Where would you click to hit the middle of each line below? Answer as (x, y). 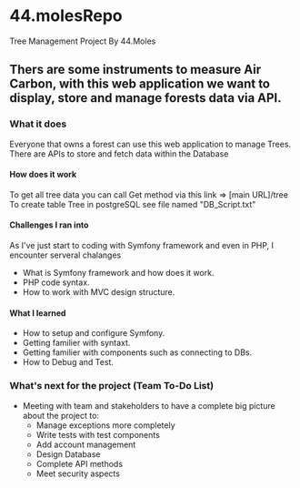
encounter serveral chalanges (65, 255)
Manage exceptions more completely (105, 425)
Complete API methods (80, 463)
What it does (38, 124)
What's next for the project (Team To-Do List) (112, 386)
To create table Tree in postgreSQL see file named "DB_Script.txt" (133, 204)
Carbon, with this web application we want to (140, 84)
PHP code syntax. (56, 282)
